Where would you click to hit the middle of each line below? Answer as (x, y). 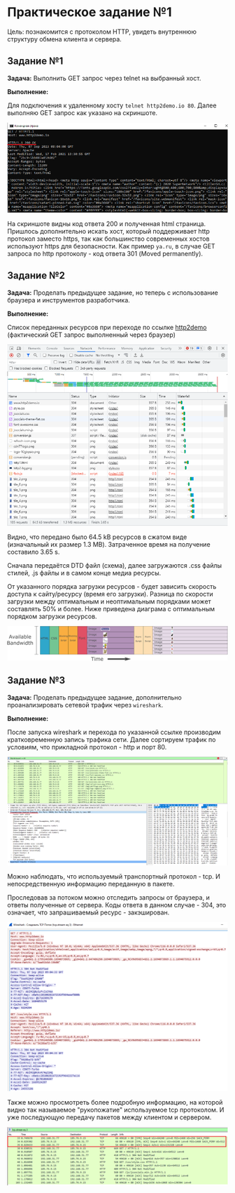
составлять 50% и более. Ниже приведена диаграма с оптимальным (111, 608)
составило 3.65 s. (34, 552)
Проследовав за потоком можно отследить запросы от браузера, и (108, 898)
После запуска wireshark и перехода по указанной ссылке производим (114, 732)
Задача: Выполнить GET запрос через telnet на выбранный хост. (104, 78)
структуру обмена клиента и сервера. (65, 39)
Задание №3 (36, 680)
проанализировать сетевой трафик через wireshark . (85, 705)
